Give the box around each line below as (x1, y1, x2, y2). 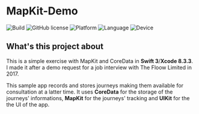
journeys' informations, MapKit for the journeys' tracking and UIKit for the (6, 94, 190, 101)
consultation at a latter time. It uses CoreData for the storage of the (6, 88, 173, 95)
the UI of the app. (6, 101, 50, 108)
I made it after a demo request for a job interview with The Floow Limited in (6, 64, 192, 71)
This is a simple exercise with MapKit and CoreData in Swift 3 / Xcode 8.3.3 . (6, 57, 194, 64)
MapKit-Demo (6, 4, 78, 18)
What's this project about (6, 41, 104, 52)
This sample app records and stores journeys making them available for (6, 82, 184, 89)
